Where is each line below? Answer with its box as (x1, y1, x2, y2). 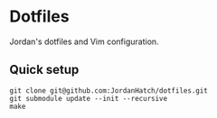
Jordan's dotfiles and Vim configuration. (9, 36, 160, 47)
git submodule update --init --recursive (9, 94, 168, 103)
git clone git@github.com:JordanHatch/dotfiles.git (9, 86, 208, 95)
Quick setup (9, 62, 80, 77)
